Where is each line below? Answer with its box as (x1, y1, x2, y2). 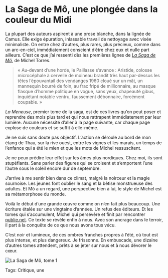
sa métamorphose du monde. (5, 191, 66, 197)
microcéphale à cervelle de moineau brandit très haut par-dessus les (17, 72, 160, 78)
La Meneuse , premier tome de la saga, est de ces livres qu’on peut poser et (5, 109, 161, 115)
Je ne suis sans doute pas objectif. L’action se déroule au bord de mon (5, 134, 151, 140)
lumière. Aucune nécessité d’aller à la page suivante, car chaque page (5, 119, 150, 125)
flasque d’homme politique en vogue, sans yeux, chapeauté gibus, (17, 88, 155, 94)
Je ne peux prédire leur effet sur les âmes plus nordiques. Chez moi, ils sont (5, 154, 163, 161)
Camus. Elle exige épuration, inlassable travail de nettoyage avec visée (5, 36, 152, 42)
